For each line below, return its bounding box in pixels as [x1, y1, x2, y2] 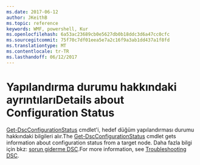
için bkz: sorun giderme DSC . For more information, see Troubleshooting [6, 145, 187, 152]
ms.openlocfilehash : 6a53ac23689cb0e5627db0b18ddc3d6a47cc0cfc [6, 32, 170, 38]
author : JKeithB [6, 15, 47, 21]
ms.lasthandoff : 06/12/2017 [6, 54, 78, 60]
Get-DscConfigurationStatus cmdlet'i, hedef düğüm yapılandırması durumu [6, 126, 195, 133]
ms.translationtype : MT [6, 43, 67, 49]
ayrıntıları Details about [6, 93, 125, 107]
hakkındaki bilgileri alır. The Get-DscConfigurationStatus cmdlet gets [6, 132, 176, 140]
